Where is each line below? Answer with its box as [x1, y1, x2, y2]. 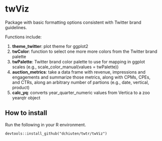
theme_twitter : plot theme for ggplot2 [12, 43, 89, 49]
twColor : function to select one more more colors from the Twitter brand [12, 48, 158, 54]
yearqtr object [12, 94, 41, 100]
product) [12, 84, 30, 90]
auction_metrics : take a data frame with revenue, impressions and [12, 69, 146, 75]
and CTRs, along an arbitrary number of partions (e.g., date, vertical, [12, 79, 149, 85]
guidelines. [5, 24, 27, 30]
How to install [5, 109, 48, 117]
